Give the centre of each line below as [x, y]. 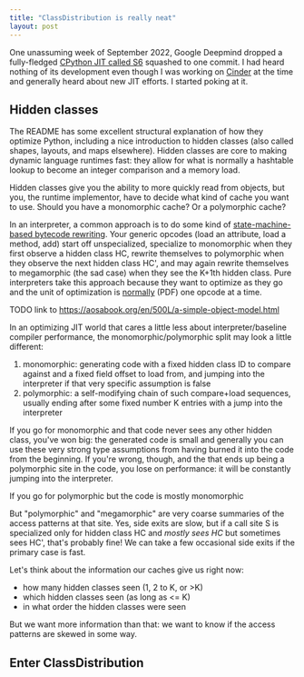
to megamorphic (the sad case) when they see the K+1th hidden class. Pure [151, 273]
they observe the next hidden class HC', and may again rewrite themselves [149, 264]
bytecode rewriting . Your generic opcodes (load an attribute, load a [161, 234]
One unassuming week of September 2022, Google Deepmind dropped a [146, 52]
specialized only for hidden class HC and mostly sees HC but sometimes [145, 533]
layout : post [34, 26]
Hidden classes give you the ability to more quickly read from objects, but [147, 188]
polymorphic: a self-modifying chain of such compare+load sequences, [157, 393]
